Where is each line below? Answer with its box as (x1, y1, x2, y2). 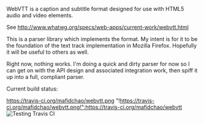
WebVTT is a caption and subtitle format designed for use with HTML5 (6, 6, 184, 12)
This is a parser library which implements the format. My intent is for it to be (6, 35, 198, 42)
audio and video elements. (6, 12, 74, 19)
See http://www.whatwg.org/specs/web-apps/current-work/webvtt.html (6, 24, 189, 31)
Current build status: (6, 85, 58, 92)
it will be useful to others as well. (6, 48, 89, 56)
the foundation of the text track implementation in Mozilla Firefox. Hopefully (6, 42, 197, 49)
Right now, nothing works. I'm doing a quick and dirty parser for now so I (6, 61, 190, 67)
